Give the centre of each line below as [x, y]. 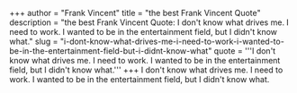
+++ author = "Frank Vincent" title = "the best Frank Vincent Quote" [135, 13]
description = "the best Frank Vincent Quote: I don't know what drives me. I [149, 22]
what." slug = [34, 41]
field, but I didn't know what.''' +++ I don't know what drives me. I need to [146, 70]
